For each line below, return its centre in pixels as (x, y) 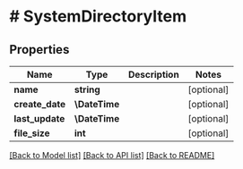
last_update (39, 118)
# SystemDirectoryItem (98, 17)
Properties (39, 50)
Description (154, 75)
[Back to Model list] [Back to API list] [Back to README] (112, 155)
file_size (32, 133)
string (87, 89)
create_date (39, 104)
